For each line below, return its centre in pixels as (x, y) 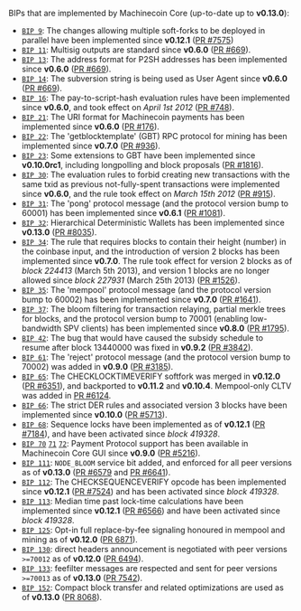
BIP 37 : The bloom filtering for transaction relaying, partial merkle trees (153, 309)
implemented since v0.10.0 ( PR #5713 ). (94, 414)
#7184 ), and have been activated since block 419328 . (121, 434)
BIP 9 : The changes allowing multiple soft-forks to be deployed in (143, 30)
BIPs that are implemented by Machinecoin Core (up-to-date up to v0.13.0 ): (149, 13)
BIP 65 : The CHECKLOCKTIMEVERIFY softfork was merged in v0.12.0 (151, 376)
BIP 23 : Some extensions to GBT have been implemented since (138, 155)
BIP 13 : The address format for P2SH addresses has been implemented (154, 59)
